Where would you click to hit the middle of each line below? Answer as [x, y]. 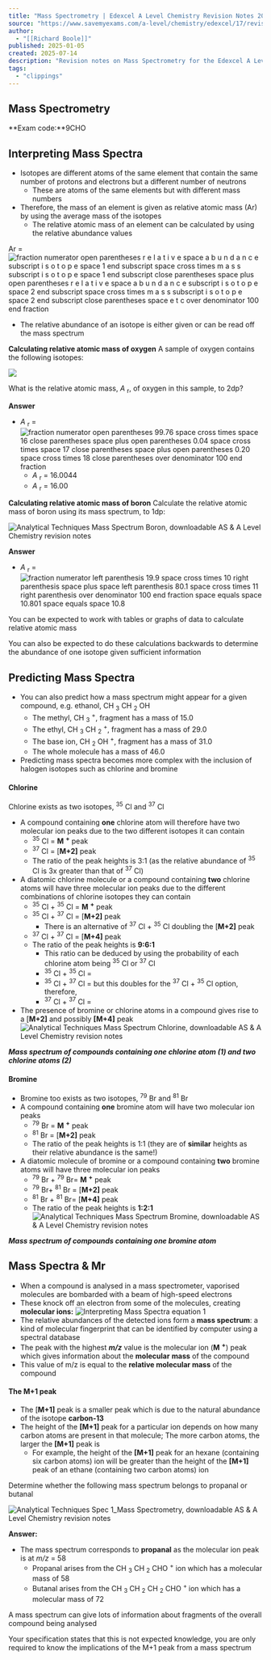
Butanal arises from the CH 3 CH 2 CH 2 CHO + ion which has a [136, 1589]
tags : [17, 69]
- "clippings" [39, 76]
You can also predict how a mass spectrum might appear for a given [133, 697]
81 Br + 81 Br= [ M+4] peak [75, 1199]
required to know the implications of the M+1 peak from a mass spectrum [130, 1647]
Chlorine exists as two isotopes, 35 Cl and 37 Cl [86, 806]
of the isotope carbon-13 [62, 1418]
